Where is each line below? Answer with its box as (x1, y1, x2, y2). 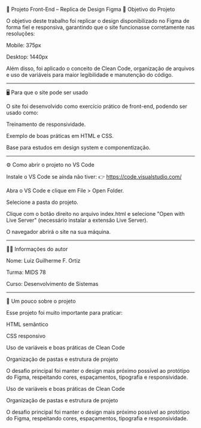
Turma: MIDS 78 (6, 269, 46, 276)
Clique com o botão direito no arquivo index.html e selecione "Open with (6, 210, 185, 217)
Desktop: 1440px (6, 53, 48, 60)
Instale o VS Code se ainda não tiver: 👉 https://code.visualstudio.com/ (6, 173, 182, 180)
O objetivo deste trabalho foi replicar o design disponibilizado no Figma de (6, 17, 190, 24)
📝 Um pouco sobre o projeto (6, 297, 76, 305)
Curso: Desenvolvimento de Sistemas (6, 281, 99, 287)
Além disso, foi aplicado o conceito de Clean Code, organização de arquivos (6, 65, 195, 72)
